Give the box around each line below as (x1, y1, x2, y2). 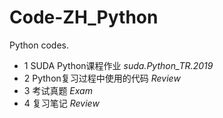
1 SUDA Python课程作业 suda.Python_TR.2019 (23, 59, 214, 71)
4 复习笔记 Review (23, 97, 100, 109)
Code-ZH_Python (9, 6, 159, 29)
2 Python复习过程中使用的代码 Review (23, 72, 181, 84)
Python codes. (9, 39, 70, 51)
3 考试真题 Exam (23, 84, 93, 96)
